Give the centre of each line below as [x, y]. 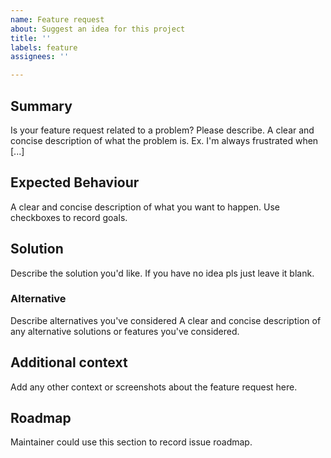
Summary [41, 106]
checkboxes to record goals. [69, 217]
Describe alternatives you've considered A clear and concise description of [166, 320]
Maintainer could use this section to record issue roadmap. [131, 442]
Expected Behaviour [75, 182]
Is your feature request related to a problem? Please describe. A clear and [162, 130]
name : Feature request [57, 19]
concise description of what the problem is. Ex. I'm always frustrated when [164, 140]
